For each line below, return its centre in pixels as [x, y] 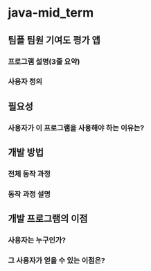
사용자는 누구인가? [37, 241]
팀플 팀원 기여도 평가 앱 [54, 40]
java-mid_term [51, 13]
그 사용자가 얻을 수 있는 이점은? [57, 261]
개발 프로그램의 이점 [48, 219]
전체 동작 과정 [29, 174]
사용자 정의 [25, 82]
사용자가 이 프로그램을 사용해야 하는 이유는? [76, 128]
